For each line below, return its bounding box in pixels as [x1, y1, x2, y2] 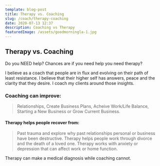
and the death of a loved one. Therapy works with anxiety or [17, 141, 138, 147]
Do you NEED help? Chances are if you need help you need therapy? [5, 60, 142, 66]
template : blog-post [5, 7, 47, 12]
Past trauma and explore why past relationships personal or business [17, 131, 156, 136]
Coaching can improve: [5, 92, 62, 99]
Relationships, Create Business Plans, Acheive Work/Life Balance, [17, 103, 149, 109]
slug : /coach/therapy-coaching [5, 16, 69, 21]
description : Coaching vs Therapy [5, 25, 75, 30]
